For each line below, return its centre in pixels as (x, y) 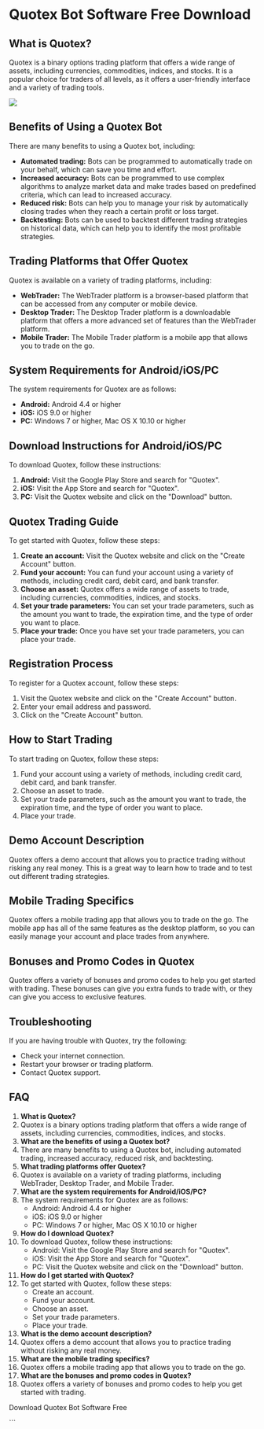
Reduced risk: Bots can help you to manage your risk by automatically (134, 203)
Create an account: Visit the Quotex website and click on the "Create (133, 556)
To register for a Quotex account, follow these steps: (94, 683)
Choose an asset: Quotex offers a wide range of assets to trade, (125, 589)
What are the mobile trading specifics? (85, 1358)
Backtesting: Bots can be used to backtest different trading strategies (134, 220)
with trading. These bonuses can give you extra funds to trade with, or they (131, 988)
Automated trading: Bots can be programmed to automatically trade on (136, 161)
